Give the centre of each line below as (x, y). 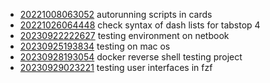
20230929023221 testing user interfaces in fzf (116, 67)
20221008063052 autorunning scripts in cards (116, 14)
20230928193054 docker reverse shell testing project (131, 57)
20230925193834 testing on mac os (95, 46)
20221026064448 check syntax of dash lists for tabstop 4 (140, 25)
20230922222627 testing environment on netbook (124, 35)
